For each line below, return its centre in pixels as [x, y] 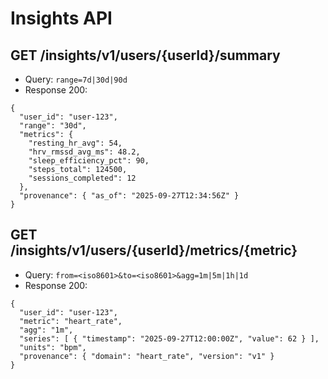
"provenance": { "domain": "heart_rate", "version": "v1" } [147, 356]
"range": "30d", [53, 126]
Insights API [61, 18]
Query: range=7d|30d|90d [76, 79]
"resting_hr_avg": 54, [75, 143]
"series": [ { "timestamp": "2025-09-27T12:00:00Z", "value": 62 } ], [169, 338]
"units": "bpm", [53, 347]
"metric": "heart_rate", [71, 321]
